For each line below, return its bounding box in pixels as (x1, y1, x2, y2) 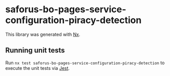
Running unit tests (5, 46, 65, 55)
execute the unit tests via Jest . (5, 65, 70, 71)
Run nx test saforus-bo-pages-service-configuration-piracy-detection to (5, 60, 165, 66)
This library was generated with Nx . (5, 31, 80, 37)
